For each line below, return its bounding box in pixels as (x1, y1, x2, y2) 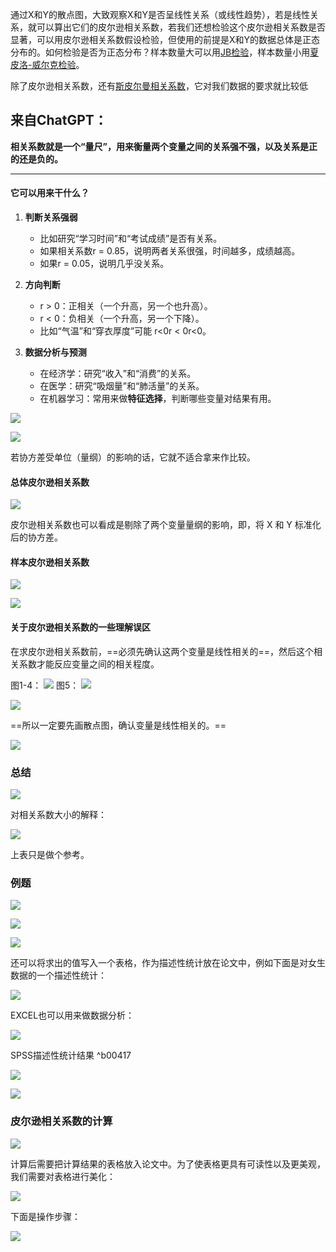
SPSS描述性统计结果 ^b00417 (10, 1049, 132, 1062)
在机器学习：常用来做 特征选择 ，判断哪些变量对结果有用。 (39, 393, 277, 405)
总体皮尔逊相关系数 (10, 476, 90, 488)
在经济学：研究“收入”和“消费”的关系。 (39, 368, 197, 380)
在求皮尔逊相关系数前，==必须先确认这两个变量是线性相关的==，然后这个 (10, 645, 315, 657)
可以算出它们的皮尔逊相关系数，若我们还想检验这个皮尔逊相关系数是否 (36, 21, 326, 33)
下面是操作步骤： (10, 1210, 81, 1222)
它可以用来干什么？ (10, 187, 90, 199)
